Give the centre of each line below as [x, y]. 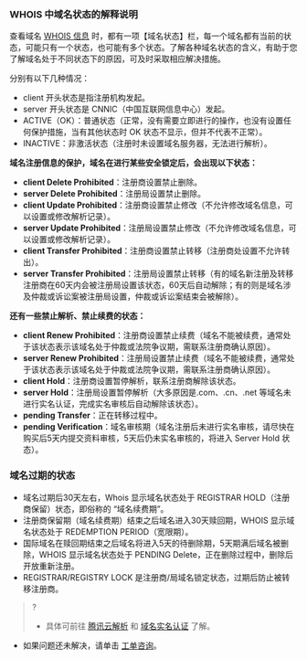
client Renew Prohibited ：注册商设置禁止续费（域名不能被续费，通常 [153, 335]
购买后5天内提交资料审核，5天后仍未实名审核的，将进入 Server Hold [151, 438]
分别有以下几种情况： [49, 79]
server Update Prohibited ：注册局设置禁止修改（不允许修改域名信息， [156, 228]
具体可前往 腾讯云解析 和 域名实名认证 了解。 [130, 626]
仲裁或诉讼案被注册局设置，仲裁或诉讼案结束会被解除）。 [137, 297]
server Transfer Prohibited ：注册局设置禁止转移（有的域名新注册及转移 [158, 274]
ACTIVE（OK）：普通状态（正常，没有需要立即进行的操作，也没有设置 [153, 121]
